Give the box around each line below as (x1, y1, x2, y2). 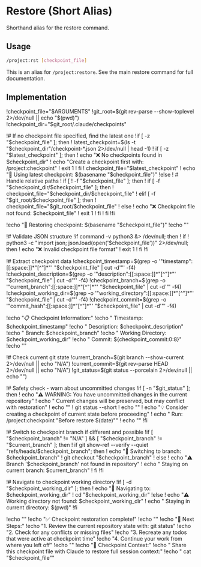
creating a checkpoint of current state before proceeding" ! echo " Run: (6, 410, 183, 418)
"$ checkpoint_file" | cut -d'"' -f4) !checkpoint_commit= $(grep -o (6, 296, 167, 303)
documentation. (6, 74, 46, 82)
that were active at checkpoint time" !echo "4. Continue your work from (6, 535, 183, 542)
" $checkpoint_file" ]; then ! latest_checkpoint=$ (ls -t (6, 139, 136, 146)
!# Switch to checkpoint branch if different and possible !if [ (6, 428, 154, 436)
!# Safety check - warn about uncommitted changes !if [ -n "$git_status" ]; (6, 384, 190, 392)
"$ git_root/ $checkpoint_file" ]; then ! (6, 196, 97, 204)
